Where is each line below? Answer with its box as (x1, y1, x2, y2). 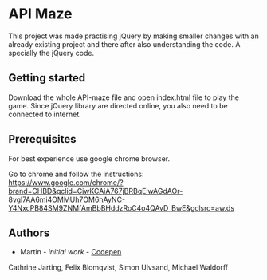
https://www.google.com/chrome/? (8, 177, 124, 187)
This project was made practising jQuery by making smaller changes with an (8, 31, 259, 41)
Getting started (8, 71, 86, 85)
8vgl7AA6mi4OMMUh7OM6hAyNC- (8, 195, 126, 204)
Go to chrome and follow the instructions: (8, 169, 144, 179)
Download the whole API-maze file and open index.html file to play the (8, 93, 239, 102)
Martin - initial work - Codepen (19, 247, 122, 257)
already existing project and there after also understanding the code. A (8, 39, 241, 49)
